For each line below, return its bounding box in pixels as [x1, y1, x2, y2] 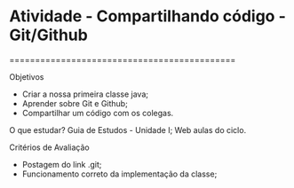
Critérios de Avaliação [9, 142, 91, 153]
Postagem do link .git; [21, 159, 102, 169]
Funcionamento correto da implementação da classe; [21, 168, 218, 179]
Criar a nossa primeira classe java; [21, 89, 149, 99]
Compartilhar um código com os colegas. [21, 107, 174, 118]
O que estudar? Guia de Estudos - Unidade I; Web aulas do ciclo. [9, 124, 247, 135]
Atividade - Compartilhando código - [9, 6, 286, 27]
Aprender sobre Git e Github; [21, 98, 129, 108]
